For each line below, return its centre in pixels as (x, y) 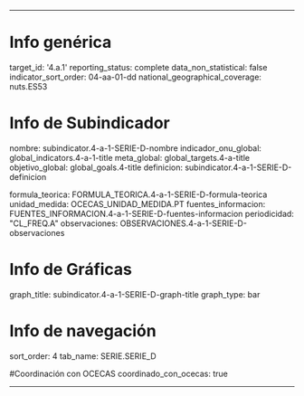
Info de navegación (83, 331)
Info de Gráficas (71, 270)
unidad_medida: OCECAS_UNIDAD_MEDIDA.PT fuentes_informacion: (138, 203)
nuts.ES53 (28, 86)
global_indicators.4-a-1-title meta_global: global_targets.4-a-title (130, 157)
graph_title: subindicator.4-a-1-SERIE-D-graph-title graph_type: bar (135, 294)
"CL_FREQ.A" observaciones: (64, 223)
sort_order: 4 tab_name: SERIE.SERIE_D (83, 356)
